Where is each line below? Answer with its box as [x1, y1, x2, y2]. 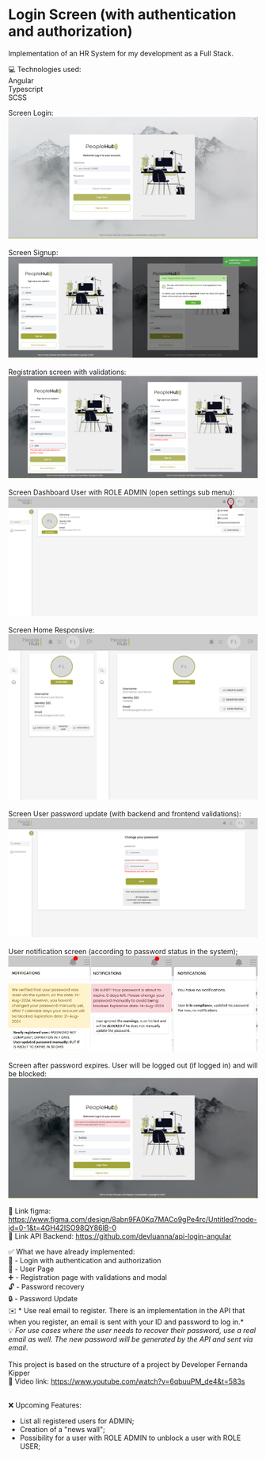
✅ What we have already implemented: [8, 1247, 135, 1256]
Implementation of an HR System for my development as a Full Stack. [8, 48, 234, 58]
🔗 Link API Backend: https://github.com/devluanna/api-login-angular [8, 1231, 232, 1241]
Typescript [8, 84, 44, 94]
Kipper [8, 1368, 30, 1377]
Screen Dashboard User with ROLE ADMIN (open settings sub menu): [8, 487, 235, 497]
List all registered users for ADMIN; [19, 1416, 135, 1426]
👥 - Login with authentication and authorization [8, 1255, 161, 1265]
